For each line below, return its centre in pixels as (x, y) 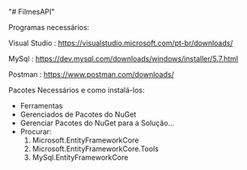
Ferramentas (41, 106)
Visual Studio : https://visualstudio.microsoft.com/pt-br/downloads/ (121, 43)
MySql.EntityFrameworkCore (80, 157)
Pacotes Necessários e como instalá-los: (77, 90)
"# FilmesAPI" (32, 12)
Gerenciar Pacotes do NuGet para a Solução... (97, 123)
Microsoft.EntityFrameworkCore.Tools (96, 149)
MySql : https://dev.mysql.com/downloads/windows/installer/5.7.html (123, 59)
